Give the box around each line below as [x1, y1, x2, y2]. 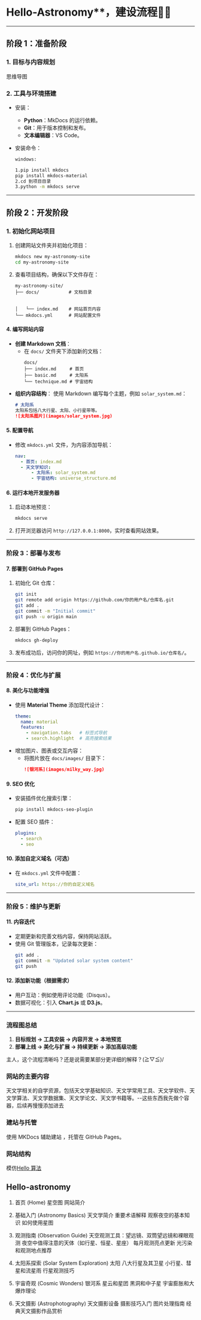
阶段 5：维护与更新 [6, 902, 61, 910]
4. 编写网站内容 [6, 326, 44, 333]
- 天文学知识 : [20, 464, 51, 470]
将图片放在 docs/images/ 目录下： [23, 755, 106, 762]
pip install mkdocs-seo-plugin [14, 807, 93, 813]
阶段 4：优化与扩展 [6, 671, 61, 679]
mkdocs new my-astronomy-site [14, 253, 91, 259]
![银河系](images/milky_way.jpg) [23, 767, 105, 773]
